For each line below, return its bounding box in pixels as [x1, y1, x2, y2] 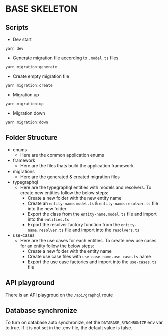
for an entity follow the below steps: [20, 243, 94, 249]
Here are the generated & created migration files [20, 174, 120, 180]
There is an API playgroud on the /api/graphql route [5, 292, 113, 298]
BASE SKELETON [5, 3, 78, 15]
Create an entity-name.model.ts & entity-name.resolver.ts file [27, 200, 159, 206]
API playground [5, 279, 55, 287]
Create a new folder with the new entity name [27, 195, 122, 201]
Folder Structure [5, 133, 58, 142]
